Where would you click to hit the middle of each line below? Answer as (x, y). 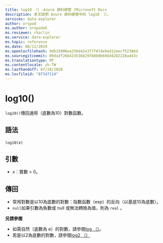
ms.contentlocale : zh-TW (31, 65)
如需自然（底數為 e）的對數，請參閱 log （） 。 (58, 229)
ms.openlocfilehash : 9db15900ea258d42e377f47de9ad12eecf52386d (72, 51)
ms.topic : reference (26, 42)
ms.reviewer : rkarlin (27, 33)
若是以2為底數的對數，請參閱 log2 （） (51, 235)
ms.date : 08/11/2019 (26, 47)
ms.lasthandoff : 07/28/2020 (34, 70)
